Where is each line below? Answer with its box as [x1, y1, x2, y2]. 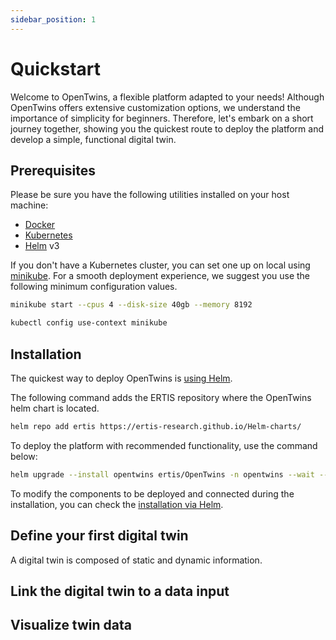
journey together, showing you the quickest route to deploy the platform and [10, 122, 325, 135]
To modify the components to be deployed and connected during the [10, 487, 295, 500]
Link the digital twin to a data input [10, 582, 230, 600]
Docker [24, 219, 56, 231]
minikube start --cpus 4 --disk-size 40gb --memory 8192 [10, 300, 253, 310]
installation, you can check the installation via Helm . [10, 498, 224, 510]
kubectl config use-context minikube [10, 318, 168, 328]
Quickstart [10, 57, 102, 80]
